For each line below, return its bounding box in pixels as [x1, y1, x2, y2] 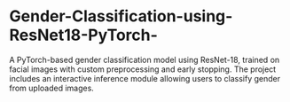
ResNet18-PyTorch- [9, 25, 158, 45]
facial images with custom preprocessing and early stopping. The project [9, 64, 277, 75]
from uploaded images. [9, 82, 95, 93]
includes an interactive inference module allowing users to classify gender [9, 73, 281, 83]
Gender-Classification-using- [9, 6, 233, 27]
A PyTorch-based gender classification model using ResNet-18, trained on [9, 54, 280, 65]
